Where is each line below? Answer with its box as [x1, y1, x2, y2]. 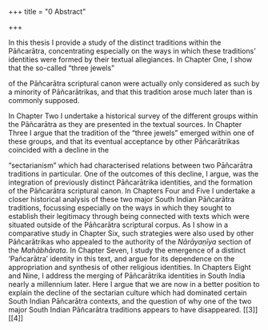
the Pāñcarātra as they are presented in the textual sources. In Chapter [8, 120, 242, 129]
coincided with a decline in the [8, 145, 110, 154]
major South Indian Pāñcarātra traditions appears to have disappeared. [8, 305, 242, 314]
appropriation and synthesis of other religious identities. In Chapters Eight [8, 263, 251, 272]
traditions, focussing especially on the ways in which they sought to [8, 203, 232, 213]
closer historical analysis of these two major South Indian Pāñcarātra [8, 195, 234, 204]
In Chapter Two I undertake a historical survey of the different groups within [8, 111, 258, 121]
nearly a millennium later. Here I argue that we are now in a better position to [8, 280, 260, 288]
